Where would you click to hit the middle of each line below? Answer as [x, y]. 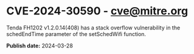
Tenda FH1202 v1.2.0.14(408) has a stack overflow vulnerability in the [93, 28]
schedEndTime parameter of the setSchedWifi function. [76, 34]
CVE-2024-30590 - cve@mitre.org [97, 11]
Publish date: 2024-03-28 [40, 46]
